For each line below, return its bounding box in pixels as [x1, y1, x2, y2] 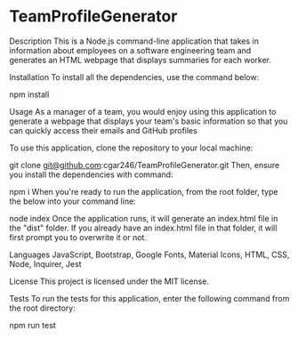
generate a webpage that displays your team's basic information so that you [9, 116, 288, 126]
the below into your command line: [9, 196, 136, 206]
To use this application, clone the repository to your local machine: [9, 142, 254, 153]
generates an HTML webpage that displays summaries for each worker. [9, 54, 271, 65]
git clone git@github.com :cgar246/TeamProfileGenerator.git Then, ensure [9, 159, 280, 170]
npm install [9, 89, 50, 100]
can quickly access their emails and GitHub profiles [9, 125, 197, 135]
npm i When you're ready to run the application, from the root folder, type [9, 186, 278, 197]
